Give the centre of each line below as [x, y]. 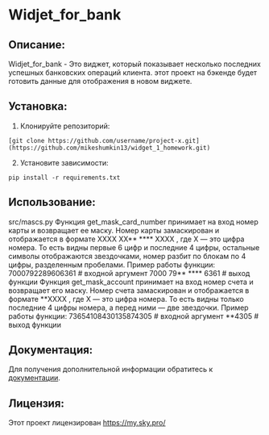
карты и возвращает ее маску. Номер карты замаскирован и [114, 230]
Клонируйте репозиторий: [65, 126]
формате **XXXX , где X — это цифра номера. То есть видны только [126, 299]
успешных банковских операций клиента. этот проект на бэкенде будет [133, 73]
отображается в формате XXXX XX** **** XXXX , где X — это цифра [126, 239]
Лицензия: [36, 403]
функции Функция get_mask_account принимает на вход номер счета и [131, 282]
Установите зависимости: [64, 162]
